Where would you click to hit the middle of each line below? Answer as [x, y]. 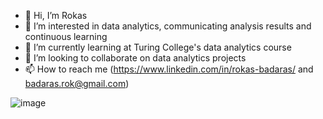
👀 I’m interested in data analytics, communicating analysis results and [168, 26]
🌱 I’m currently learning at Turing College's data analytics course [158, 47]
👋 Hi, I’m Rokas [56, 15]
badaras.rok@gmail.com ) [77, 83]
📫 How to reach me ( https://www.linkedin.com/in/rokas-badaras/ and [169, 69]
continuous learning [66, 36]
